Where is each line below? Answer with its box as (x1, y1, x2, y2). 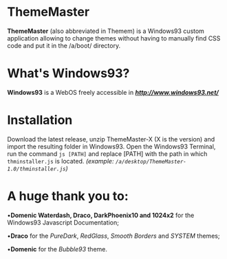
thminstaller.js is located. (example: (7, 157, 114, 165)
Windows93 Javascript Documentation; (7, 218, 119, 227)
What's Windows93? (7, 66, 130, 81)
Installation (7, 113, 73, 128)
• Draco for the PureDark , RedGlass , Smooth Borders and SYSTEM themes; (7, 232, 220, 240)
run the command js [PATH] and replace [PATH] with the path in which (7, 149, 208, 158)
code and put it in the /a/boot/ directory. (7, 41, 121, 49)
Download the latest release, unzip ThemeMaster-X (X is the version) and (7, 135, 215, 143)
